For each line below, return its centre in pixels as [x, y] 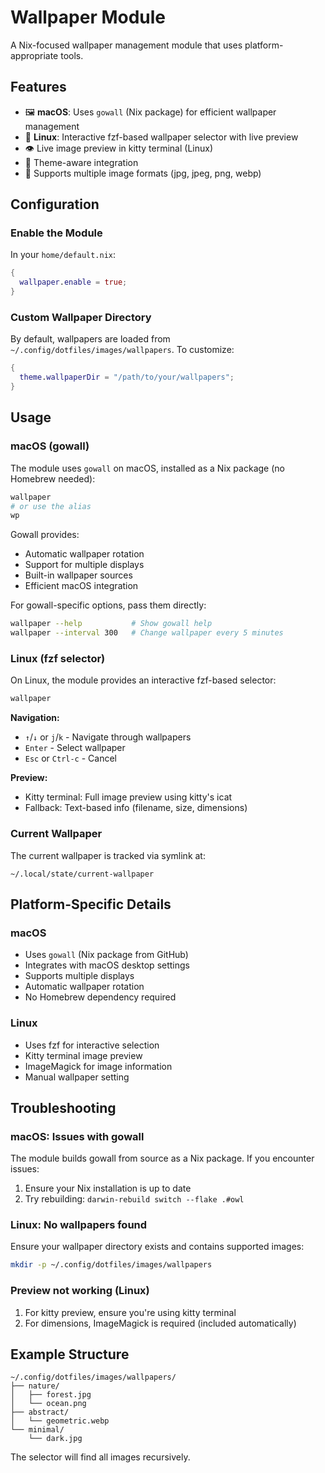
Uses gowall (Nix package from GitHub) [106, 955]
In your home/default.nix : [63, 255]
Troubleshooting [63, 1107]
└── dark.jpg [55, 1439]
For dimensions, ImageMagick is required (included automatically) [160, 1323]
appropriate [34, 55]
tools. [72, 55]
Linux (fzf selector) [58, 658]
